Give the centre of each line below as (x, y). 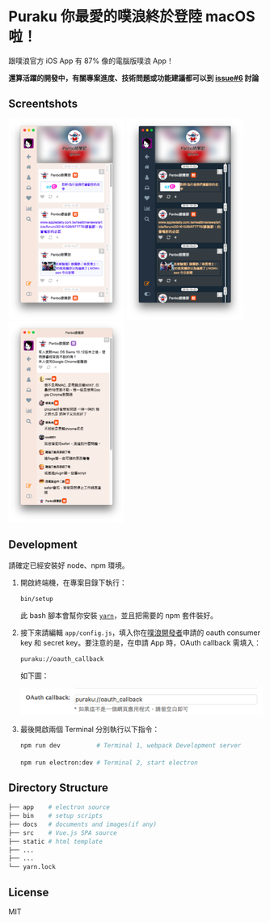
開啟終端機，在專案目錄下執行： (73, 582)
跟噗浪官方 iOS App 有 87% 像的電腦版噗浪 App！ (91, 61)
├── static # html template (56, 841)
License (29, 892)
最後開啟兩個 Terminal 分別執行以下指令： (90, 729)
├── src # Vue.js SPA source (63, 833)
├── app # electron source (59, 807)
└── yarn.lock (32, 867)
